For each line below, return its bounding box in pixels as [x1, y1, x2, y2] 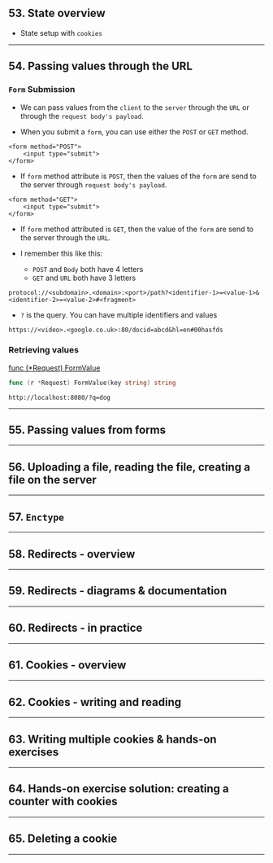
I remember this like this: [19, 248, 103, 258]
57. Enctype [8, 510, 65, 523]
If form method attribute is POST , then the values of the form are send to [19, 171, 258, 181]
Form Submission [8, 84, 76, 95]
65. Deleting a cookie [8, 832, 118, 846]
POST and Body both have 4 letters [32, 264, 144, 274]
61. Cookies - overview [8, 658, 127, 672]
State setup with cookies [19, 28, 103, 37]
